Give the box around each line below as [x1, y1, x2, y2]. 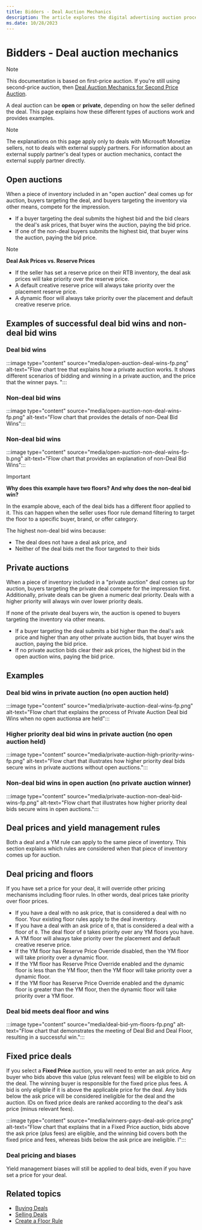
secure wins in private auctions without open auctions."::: [6, 764, 148, 771]
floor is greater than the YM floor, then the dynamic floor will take [14, 986, 177, 993]
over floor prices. [6, 898, 49, 905]
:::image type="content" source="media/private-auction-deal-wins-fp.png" [6, 702, 194, 709]
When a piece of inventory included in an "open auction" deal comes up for [6, 191, 194, 198]
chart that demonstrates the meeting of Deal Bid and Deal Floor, [34, 1027, 193, 1035]
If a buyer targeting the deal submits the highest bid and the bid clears [14, 215, 189, 222]
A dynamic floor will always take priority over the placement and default [14, 295, 194, 302]
